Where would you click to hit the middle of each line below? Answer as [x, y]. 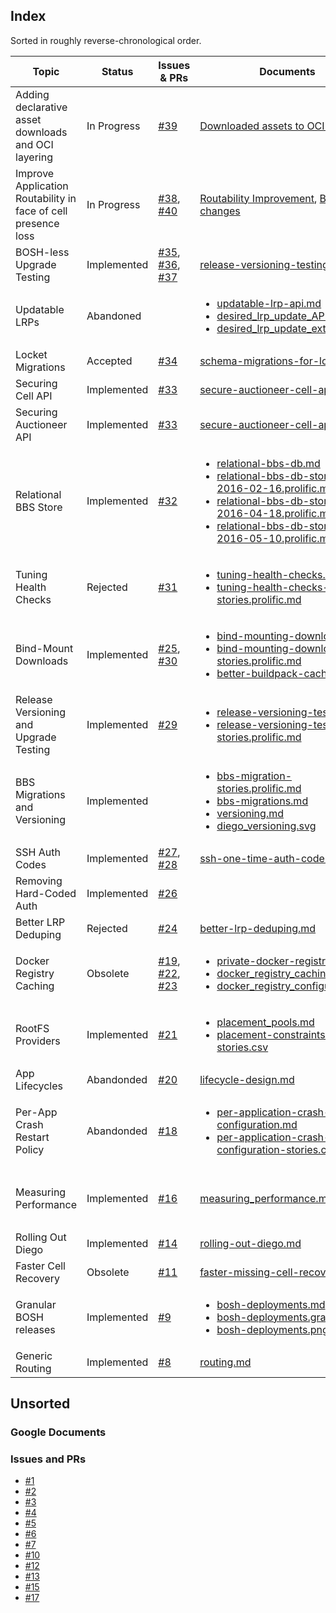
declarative [41, 107]
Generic [34, 1356]
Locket [31, 354]
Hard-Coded [46, 893]
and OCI [34, 144]
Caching [35, 986]
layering [34, 157]
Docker [32, 961]
